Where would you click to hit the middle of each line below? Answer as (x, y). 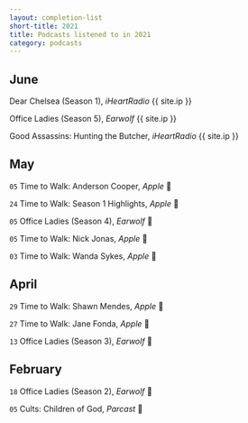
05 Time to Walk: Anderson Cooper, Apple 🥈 (91, 186)
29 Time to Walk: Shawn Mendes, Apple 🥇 (87, 306)
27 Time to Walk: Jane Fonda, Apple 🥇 (80, 323)
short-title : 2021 (44, 26)
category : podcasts (46, 43)
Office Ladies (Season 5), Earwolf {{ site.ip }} (93, 119)
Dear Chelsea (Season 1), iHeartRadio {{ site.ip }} (101, 101)
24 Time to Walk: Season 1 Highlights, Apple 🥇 (94, 203)
